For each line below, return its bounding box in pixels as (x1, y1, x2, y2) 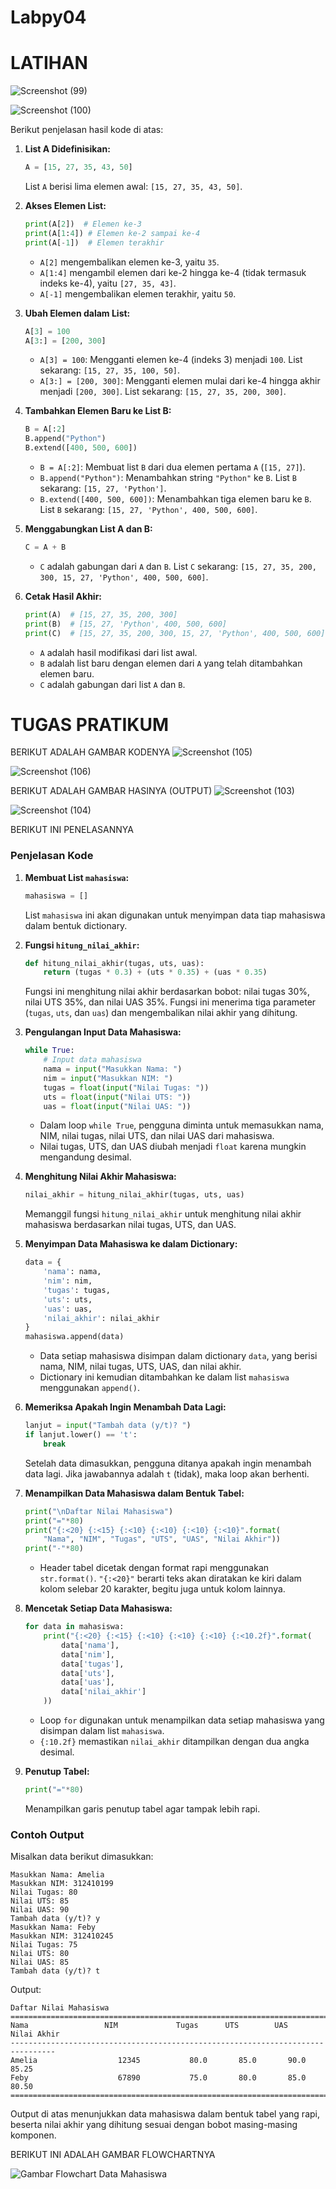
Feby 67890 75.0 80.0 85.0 (10, 2073, 307, 2083)
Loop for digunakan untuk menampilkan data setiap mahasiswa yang (39, 1714, 325, 1726)
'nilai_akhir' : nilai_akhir (43, 1313, 160, 1323)
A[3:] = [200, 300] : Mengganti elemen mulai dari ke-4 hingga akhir (39, 375, 321, 387)
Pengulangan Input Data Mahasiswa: (24, 1026, 182, 1038)
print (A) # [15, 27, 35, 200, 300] (24, 609, 178, 620)
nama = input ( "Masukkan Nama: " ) (43, 1064, 183, 1075)
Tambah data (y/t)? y (10, 1914, 101, 1924)
